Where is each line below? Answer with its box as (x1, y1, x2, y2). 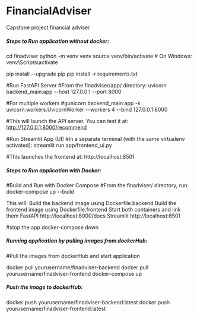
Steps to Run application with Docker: (6, 166, 102, 174)
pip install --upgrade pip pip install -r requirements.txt (6, 70, 138, 77)
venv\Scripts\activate (6, 58, 58, 66)
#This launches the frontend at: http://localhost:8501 (6, 153, 135, 160)
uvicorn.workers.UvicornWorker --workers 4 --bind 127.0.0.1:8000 (6, 106, 168, 113)
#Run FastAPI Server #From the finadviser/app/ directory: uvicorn (6, 81, 167, 89)
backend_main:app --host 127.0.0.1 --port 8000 (6, 88, 122, 95)
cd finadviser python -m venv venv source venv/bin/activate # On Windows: (6, 52, 192, 59)
